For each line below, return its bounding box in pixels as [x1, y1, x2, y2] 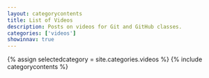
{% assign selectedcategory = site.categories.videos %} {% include [7, 55, 203, 63]
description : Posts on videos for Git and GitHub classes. [7, 23, 183, 30]
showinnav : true [7, 36, 54, 43]
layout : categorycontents [7, 10, 82, 17]
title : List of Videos [7, 17, 73, 24]
